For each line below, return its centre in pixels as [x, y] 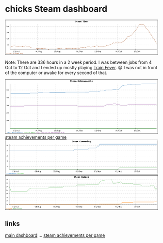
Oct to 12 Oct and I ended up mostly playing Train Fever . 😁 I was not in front [81, 67]
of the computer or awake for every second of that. [56, 73]
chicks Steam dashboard [56, 9]
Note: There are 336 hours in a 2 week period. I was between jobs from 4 [78, 62]
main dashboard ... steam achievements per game [55, 235]
